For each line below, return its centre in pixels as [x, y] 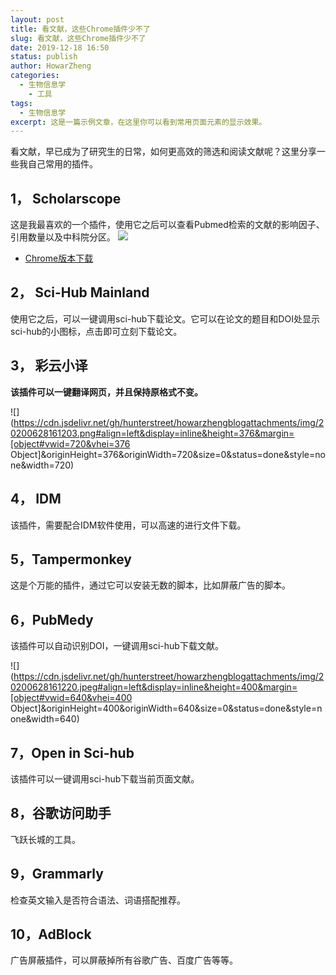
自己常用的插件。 [62, 164]
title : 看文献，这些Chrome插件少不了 [80, 29]
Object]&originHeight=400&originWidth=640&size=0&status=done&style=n [166, 708]
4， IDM [36, 499]
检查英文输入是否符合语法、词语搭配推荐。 [98, 900]
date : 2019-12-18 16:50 [60, 47]
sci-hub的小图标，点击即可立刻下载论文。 [96, 331]
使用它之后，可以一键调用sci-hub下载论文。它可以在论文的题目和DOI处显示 [165, 318]
